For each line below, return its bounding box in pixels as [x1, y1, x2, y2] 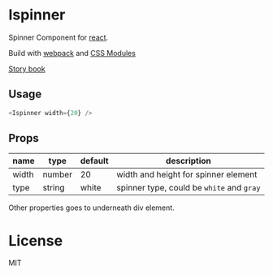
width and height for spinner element [116, 169, 258, 180]
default [80, 156, 109, 167]
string [42, 182, 65, 194]
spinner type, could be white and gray [116, 182, 261, 194]
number [42, 169, 73, 180]
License [8, 231, 63, 250]
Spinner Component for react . [8, 32, 109, 42]
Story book [8, 63, 46, 74]
